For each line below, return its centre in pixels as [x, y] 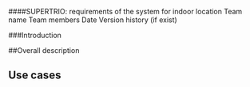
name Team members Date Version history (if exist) [93, 20]
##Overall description [44, 50]
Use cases [35, 76]
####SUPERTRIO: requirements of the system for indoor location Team [125, 11]
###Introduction [35, 35]
